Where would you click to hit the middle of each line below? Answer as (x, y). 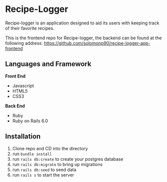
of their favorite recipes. (30, 28)
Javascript (23, 86)
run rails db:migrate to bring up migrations (57, 164)
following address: (24, 43)
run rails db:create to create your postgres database (68, 159)
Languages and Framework (48, 64)
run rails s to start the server (43, 175)
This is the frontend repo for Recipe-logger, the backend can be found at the (83, 38)
